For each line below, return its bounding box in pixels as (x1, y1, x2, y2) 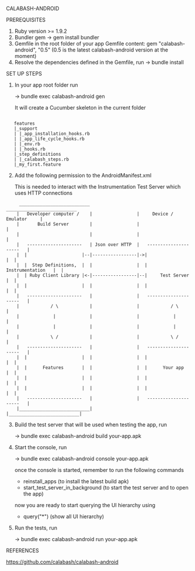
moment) (14, 53, 37, 59)
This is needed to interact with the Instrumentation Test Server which (14, 183, 181, 190)
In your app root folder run (14, 81, 78, 88)
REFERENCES (6, 547, 39, 554)
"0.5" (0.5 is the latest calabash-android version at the (37, 46, 168, 53)
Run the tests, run (14, 524, 57, 531)
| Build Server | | (16, 221, 140, 227)
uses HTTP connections (14, 190, 73, 196)
